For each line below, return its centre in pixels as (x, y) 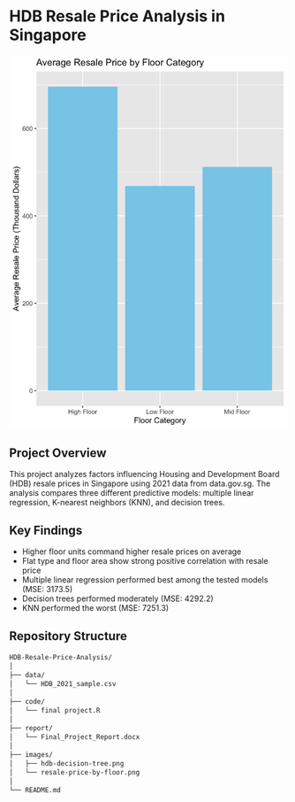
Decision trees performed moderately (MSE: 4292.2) (117, 598)
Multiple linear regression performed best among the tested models (145, 580)
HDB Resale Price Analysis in (117, 16)
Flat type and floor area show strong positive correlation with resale (145, 561)
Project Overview (58, 453)
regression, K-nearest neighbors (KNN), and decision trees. (117, 503)
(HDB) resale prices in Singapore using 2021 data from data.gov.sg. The (140, 483)
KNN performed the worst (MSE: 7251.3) (95, 608)
